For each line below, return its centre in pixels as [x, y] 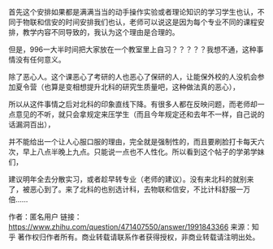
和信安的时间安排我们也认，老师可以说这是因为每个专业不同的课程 [147, 22]
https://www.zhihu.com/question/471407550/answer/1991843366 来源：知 [134, 227]
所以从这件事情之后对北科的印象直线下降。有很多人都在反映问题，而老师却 [133, 104]
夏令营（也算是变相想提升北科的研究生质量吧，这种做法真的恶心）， [127, 87]
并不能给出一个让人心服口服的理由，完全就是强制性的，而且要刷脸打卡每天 [133, 142]
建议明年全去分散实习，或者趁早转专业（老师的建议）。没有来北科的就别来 [131, 179]
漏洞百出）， [35, 124]
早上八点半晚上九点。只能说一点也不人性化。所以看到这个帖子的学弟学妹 [143, 152]
